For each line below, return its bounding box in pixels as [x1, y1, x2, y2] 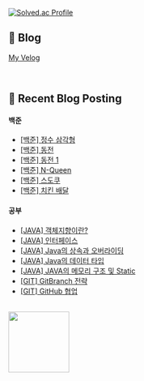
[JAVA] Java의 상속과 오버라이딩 [19, 246, 124, 255]
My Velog [8, 53, 40, 62]
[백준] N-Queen [19, 165, 72, 175]
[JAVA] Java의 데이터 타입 [19, 255, 105, 265]
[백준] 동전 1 [19, 155, 59, 165]
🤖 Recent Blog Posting [8, 92, 122, 105]
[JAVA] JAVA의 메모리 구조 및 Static [19, 266, 136, 276]
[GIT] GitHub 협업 [19, 286, 78, 296]
